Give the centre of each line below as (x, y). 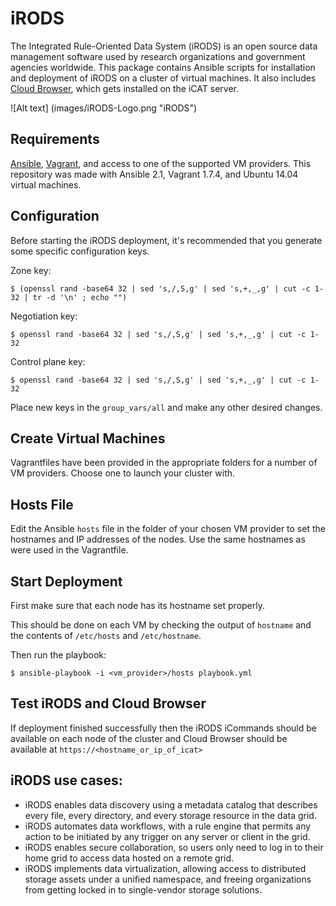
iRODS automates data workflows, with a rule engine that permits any (168, 826)
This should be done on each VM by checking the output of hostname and (161, 625)
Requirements (55, 139)
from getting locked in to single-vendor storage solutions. (143, 889)
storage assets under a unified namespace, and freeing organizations (168, 879)
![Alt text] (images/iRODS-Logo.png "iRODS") (104, 108)
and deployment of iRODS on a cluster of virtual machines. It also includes (163, 78)
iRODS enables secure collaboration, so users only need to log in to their (174, 847)
